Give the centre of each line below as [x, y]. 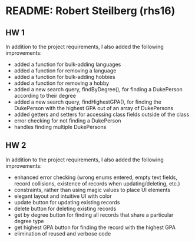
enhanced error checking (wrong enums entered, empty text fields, [96, 177]
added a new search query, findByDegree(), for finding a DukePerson [98, 89]
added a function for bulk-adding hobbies [65, 77]
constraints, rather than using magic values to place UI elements [92, 190]
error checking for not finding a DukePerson [67, 121]
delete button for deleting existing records [65, 208]
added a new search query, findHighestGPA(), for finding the [87, 102]
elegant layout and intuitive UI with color [63, 196]
